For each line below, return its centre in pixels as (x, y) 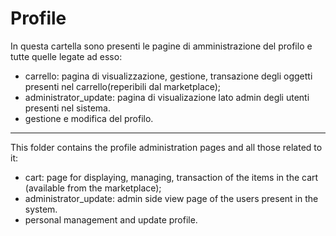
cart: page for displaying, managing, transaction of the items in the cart (171, 177)
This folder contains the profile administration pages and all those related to (166, 147)
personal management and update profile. (111, 219)
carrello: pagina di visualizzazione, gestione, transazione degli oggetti (168, 76)
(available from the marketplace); (93, 188)
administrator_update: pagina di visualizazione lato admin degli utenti (167, 97)
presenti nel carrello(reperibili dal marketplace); (123, 86)
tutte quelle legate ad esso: (66, 56)
